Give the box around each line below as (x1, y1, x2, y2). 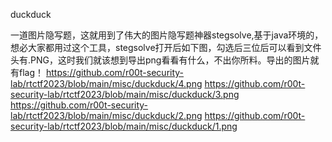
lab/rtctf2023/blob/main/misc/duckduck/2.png (10, 110, 203, 121)
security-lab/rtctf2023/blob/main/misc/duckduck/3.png (10, 89, 240, 100)
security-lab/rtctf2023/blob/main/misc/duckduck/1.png (10, 120, 238, 132)
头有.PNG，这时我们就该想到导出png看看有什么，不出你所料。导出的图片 (10, 54, 311, 66)
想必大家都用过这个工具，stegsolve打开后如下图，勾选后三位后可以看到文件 (10, 42, 322, 53)
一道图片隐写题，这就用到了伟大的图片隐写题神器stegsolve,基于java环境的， (10, 29, 324, 41)
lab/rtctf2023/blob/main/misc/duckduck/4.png (10, 78, 203, 89)
